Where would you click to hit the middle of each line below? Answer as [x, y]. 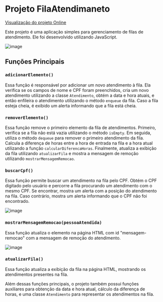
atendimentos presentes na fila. [37, 274]
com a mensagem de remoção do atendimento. [73, 238]
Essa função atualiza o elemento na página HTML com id [62, 232]
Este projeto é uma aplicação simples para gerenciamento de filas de [74, 32]
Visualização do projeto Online [36, 22]
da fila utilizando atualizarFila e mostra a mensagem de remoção [72, 153]
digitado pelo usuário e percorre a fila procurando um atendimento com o [79, 186]
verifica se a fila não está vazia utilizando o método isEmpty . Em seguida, [78, 133]
